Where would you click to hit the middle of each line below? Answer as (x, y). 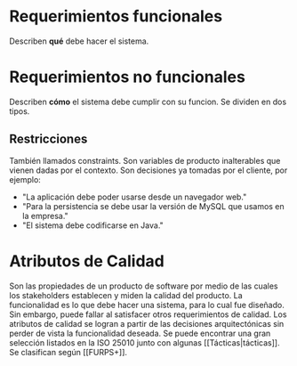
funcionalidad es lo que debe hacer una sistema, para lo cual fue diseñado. (147, 305)
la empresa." (45, 216)
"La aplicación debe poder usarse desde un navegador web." (134, 197)
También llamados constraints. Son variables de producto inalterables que (145, 160)
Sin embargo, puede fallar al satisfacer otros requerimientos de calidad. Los (148, 314)
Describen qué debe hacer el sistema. (79, 41)
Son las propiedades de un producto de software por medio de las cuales (144, 286)
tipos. (20, 111)
